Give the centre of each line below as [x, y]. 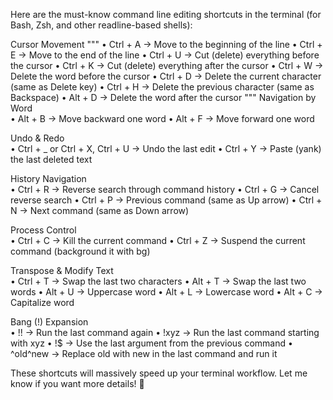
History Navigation [48, 178]
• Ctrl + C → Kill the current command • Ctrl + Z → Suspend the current [158, 240]
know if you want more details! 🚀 [77, 383]
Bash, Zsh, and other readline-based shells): [101, 25]
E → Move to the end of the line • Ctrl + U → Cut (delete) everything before [165, 55]
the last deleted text [51, 159]
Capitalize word [42, 302]
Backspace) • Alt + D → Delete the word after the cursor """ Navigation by [163, 97]
